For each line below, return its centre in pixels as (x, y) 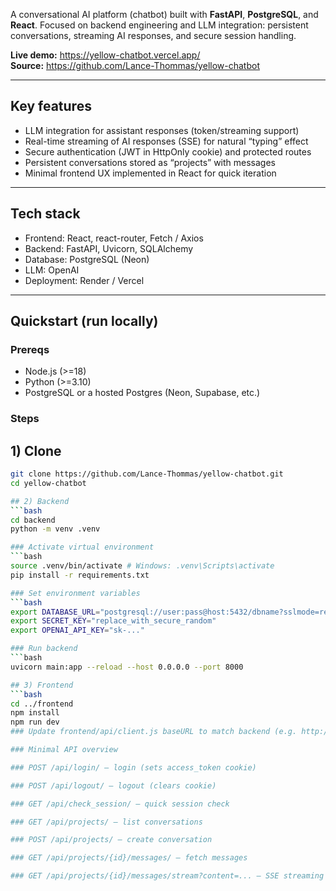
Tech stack (45, 214)
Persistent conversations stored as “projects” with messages (150, 162)
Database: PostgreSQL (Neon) (87, 259)
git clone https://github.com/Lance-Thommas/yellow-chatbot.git (147, 474)
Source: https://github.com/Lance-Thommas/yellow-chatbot (135, 65)
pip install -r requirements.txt (80, 575)
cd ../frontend (42, 704)
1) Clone (36, 450)
